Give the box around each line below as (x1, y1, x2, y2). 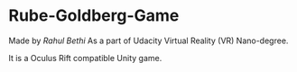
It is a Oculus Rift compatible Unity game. (8, 52, 162, 63)
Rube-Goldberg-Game (8, 5, 180, 26)
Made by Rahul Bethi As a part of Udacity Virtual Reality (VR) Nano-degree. (8, 35, 289, 46)
